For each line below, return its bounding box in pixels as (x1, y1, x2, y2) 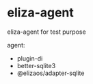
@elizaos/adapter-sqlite (16, 69, 85, 77)
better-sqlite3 (16, 61, 56, 70)
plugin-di (16, 54, 43, 63)
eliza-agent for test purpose (7, 28, 87, 36)
